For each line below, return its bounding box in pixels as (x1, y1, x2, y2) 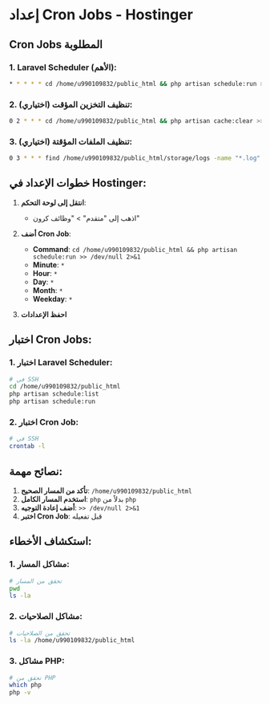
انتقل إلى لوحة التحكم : (20, 197, 87, 207)
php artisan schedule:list (9, 390, 99, 398)
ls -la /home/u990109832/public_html (9, 637, 135, 645)
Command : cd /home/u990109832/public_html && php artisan (32, 244, 238, 254)
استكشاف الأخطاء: (9, 535, 92, 548)
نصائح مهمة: (9, 464, 63, 478)
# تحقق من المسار (9, 576, 62, 585)
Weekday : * (32, 294, 73, 303)
